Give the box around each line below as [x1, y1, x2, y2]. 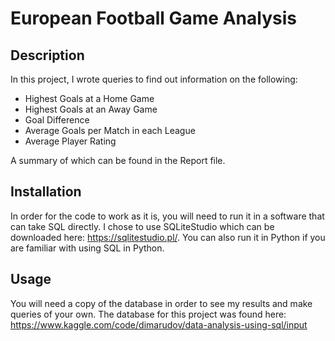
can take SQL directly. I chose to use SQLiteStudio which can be [10, 220, 275, 232]
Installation [10, 183, 82, 201]
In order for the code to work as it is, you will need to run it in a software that [10, 210, 325, 222]
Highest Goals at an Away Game [24, 103, 158, 115]
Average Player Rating [24, 135, 117, 147]
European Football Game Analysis [10, 7, 297, 30]
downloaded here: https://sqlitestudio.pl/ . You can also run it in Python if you [10, 231, 326, 243]
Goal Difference [24, 114, 90, 126]
